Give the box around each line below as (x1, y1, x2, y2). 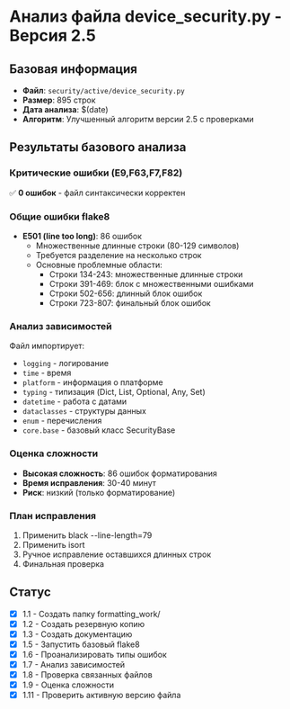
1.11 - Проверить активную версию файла (22, 690, 181, 701)
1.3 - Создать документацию (22, 628, 133, 640)
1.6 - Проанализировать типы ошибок (22, 649, 168, 660)
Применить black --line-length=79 (22, 529, 153, 541)
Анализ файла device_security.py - (9, 6, 283, 27)
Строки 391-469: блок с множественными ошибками (48, 278, 254, 289)
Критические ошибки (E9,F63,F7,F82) (9, 166, 183, 179)
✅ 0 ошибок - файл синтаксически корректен (9, 187, 186, 198)
